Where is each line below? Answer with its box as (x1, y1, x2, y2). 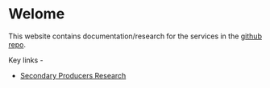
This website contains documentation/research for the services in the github (8, 31, 262, 41)
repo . (8, 39, 27, 49)
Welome (8, 5, 65, 23)
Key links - (8, 55, 44, 65)
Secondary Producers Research (19, 70, 127, 80)
